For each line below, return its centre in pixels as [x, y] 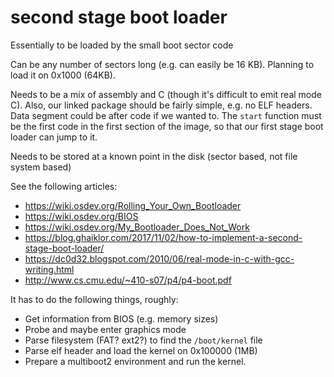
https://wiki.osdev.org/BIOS [81, 216]
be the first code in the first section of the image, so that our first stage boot [167, 126]
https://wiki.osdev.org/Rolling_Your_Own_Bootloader [133, 205]
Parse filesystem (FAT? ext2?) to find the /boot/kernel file [143, 340]
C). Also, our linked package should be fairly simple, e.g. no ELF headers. [161, 105]
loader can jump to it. [54, 137]
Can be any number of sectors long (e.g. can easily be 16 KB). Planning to [162, 64]
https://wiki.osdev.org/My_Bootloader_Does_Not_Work [137, 227]
